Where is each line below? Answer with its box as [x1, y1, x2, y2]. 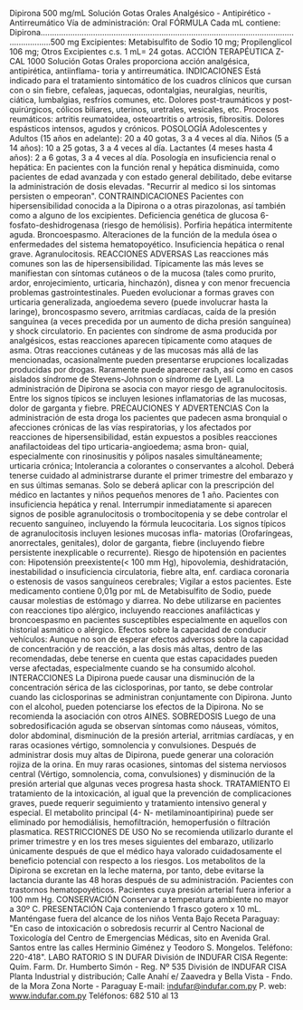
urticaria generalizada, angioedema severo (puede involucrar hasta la [9, 296, 269, 307]
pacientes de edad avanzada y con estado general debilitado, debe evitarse [9, 171, 292, 182]
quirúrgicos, [9, 104, 54, 114]
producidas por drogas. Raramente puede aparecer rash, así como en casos [9, 364, 294, 374]
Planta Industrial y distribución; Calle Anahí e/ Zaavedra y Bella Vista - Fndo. [9, 971, 293, 982]
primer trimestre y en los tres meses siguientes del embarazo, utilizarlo [9, 836, 274, 847]
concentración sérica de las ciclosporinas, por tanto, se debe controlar [9, 682, 274, 693]
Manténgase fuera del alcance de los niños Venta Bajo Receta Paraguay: [9, 913, 280, 924]
